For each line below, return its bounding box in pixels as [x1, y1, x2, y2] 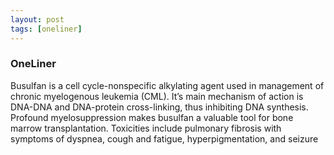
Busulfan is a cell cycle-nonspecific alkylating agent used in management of [10, 79, 325, 91]
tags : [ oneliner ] [10, 24, 83, 34]
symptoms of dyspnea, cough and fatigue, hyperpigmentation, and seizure [10, 132, 319, 145]
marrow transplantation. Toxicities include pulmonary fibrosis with [10, 122, 282, 134]
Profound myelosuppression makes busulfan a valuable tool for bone [10, 111, 294, 123]
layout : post [10, 14, 65, 25]
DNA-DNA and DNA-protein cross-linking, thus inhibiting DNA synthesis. [10, 101, 309, 113]
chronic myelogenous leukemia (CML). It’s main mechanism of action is [10, 90, 304, 102]
